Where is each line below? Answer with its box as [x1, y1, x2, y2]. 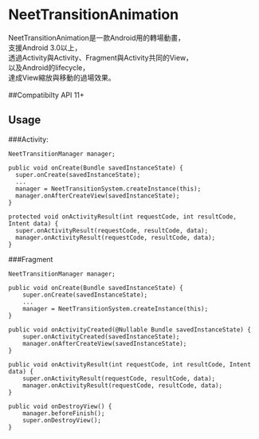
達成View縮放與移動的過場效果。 [8, 73, 116, 82]
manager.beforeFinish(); [22, 409, 105, 417]
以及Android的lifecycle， [8, 62, 90, 73]
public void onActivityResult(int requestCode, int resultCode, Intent [8, 360, 251, 368]
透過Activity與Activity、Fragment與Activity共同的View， [8, 53, 194, 62]
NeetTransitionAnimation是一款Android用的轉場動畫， [8, 33, 186, 42]
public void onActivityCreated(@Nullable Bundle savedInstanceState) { [8, 325, 251, 334]
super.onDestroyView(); [22, 416, 102, 424]
